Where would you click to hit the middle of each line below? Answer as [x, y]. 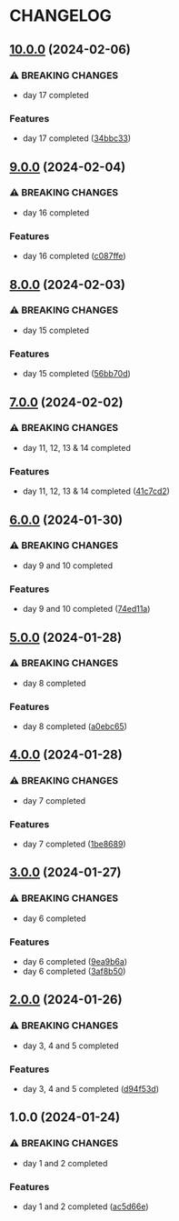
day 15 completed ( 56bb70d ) [77, 374]
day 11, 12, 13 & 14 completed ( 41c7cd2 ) [96, 491]
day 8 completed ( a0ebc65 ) [75, 726]
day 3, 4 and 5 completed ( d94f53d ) [90, 1089]
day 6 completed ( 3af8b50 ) [74, 971]
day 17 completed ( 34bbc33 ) [77, 138]
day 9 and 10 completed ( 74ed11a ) [86, 609]
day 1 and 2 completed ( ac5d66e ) [85, 1206]
